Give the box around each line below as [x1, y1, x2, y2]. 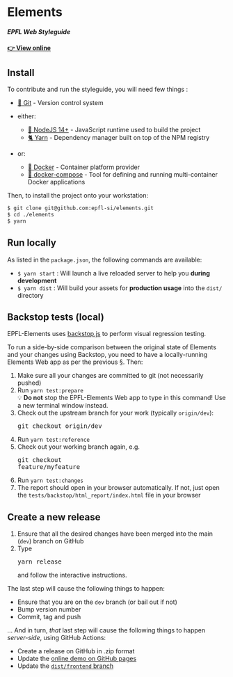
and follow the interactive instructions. [17, 571, 127, 580]
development [17, 276, 57, 285]
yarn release [17, 558, 62, 566]
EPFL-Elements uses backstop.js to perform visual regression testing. [7, 330, 207, 338]
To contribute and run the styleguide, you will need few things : [7, 85, 188, 94]
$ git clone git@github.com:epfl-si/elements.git [7, 205, 154, 212]
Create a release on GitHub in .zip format [17, 647, 135, 655]
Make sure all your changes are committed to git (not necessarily [17, 372, 204, 380]
